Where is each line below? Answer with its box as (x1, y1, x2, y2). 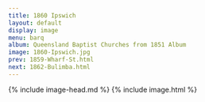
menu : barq (8, 33, 44, 42)
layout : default (8, 19, 62, 27)
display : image (8, 26, 59, 34)
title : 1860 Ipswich (8, 11, 77, 20)
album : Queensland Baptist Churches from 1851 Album (8, 41, 187, 49)
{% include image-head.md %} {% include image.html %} (8, 85, 197, 94)
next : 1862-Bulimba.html (8, 63, 91, 71)
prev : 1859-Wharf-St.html (8, 56, 94, 64)
